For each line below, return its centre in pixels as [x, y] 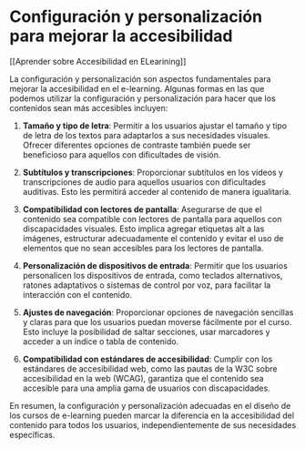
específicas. [32, 434]
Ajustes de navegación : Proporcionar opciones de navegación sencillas [158, 312]
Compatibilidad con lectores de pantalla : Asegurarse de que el [142, 209]
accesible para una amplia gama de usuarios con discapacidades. [146, 388]
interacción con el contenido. [77, 294]
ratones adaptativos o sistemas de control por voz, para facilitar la [147, 285]
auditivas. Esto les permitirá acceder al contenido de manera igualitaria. [157, 191]
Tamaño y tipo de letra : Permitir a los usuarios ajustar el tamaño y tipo [155, 126]
